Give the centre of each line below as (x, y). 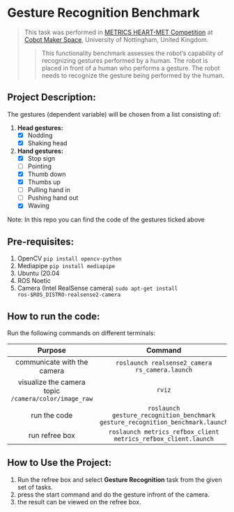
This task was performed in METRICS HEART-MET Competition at (119, 32)
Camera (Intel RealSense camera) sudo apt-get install (97, 288)
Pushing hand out (53, 198)
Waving (39, 206)
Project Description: (52, 97)
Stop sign (41, 158)
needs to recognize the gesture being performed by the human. (133, 75)
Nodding (40, 135)
